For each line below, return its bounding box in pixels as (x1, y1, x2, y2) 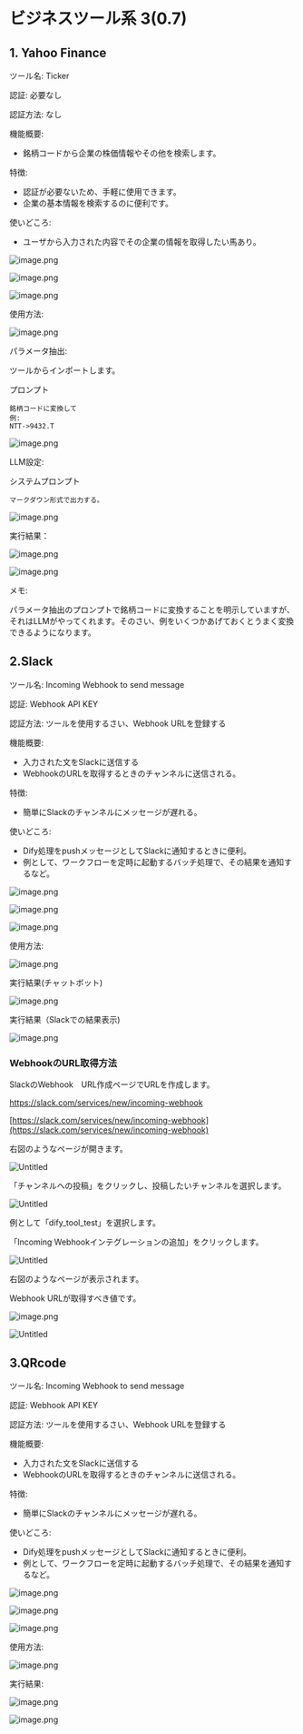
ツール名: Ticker (9, 70, 70, 81)
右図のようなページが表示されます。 (9, 1274, 144, 1285)
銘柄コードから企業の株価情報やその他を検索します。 (22, 147, 221, 158)
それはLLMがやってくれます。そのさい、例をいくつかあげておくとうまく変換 (9, 616, 295, 626)
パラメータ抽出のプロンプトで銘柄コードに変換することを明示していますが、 (9, 604, 295, 615)
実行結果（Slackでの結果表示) (9, 1013, 121, 1024)
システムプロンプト (9, 476, 81, 487)
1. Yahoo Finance (9, 45, 107, 60)
